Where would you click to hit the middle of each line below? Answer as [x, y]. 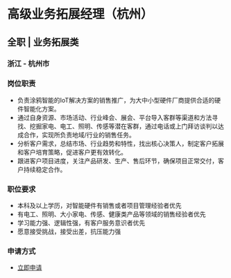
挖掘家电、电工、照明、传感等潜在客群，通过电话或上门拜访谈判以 [124, 126]
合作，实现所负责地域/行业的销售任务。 [79, 134]
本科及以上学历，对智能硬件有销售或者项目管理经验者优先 [99, 206]
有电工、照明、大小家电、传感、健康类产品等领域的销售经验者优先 [111, 214]
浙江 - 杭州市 [28, 63]
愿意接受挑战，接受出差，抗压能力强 [69, 232]
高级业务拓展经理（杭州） [80, 14]
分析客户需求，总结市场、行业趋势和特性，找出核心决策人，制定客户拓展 [120, 144]
